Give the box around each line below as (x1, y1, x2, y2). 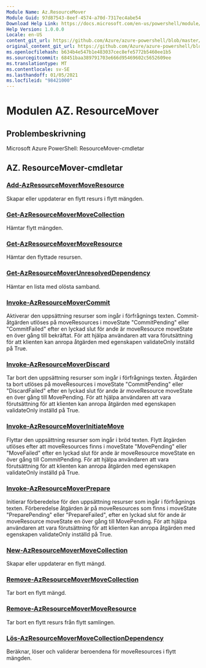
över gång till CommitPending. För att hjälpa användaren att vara (6, 455, 169, 463)
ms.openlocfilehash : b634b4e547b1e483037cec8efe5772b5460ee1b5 (6, 49, 172, 55)
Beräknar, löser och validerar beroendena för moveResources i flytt (6, 648, 176, 655)
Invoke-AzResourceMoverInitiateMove (6, 422, 124, 431)
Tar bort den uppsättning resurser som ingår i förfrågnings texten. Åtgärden (6, 374, 197, 382)
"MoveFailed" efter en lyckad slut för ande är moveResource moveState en (6, 449, 195, 457)
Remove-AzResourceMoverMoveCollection (6, 575, 139, 584)
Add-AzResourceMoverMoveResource (6, 181, 124, 189)
